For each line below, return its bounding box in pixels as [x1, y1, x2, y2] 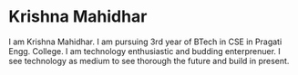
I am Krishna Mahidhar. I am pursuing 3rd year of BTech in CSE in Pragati [8, 36, 283, 47]
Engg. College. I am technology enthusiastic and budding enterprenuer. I [8, 45, 282, 56]
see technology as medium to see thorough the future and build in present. [8, 55, 290, 66]
